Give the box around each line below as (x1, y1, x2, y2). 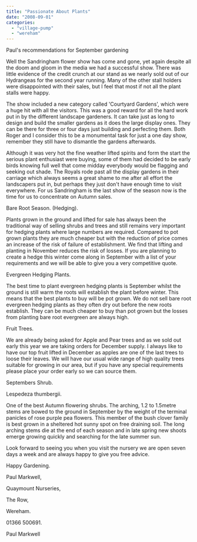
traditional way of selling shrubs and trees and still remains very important (6, 222, 186, 229)
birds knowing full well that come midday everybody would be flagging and (6, 162, 188, 169)
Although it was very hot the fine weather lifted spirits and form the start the (6, 149, 190, 156)
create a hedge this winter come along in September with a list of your (6, 253, 176, 260)
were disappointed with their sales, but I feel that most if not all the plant (6, 83, 181, 90)
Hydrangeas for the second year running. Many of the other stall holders (6, 77, 182, 84)
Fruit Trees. (6, 325, 34, 332)
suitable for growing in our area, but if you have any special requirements (6, 362, 183, 369)
